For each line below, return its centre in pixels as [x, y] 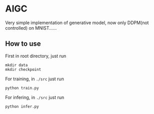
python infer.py [22, 106]
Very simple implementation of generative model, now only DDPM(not [77, 23]
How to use [23, 44]
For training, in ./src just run [34, 79]
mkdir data [16, 65]
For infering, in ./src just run [35, 97]
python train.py [22, 88]
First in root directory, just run [36, 56]
